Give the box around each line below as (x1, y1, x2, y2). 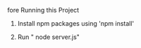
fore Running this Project (7, 6, 80, 14)
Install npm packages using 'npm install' (17, 19, 135, 27)
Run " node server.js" (17, 33, 80, 41)
